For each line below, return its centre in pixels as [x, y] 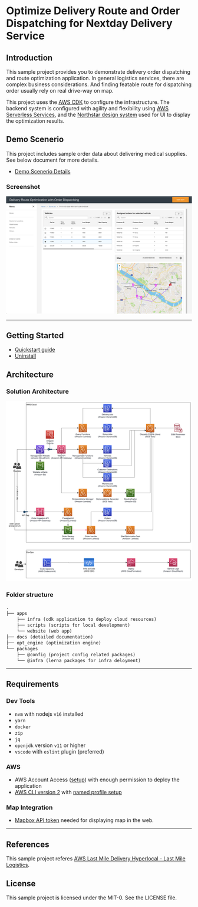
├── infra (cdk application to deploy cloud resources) [87, 620]
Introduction [29, 58]
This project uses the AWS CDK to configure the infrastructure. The [88, 102]
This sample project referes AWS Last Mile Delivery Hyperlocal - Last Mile [96, 859]
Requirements [32, 684]
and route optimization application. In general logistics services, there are [95, 78]
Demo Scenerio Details [42, 171]
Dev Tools [21, 701]
